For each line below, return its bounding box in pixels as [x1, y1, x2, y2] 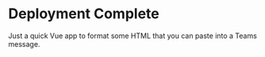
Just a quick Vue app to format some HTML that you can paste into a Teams [8, 31, 258, 40]
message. [8, 39, 40, 48]
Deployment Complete [8, 5, 160, 23]
